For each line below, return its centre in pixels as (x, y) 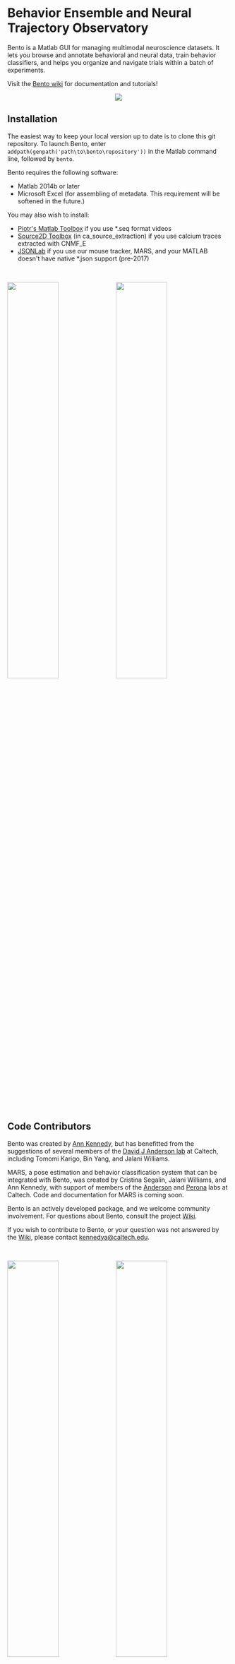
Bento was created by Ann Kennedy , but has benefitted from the (101, 1143)
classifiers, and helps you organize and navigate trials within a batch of (110, 62)
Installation (32, 119)
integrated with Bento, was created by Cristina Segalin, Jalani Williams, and (117, 1180)
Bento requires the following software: (63, 172)
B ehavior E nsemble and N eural (100, 13)
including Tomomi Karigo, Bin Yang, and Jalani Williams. (89, 1159)
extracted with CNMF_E (52, 243)
